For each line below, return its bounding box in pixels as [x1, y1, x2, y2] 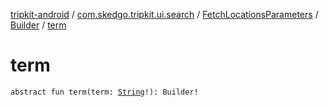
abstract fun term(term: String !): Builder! [10, 87, 199, 97]
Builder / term [10, 19, 67, 31]
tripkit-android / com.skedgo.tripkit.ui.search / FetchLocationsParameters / [10, 9, 319, 20]
